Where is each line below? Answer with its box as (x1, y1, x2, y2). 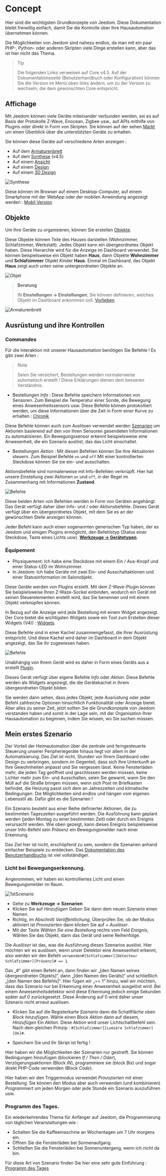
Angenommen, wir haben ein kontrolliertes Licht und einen (5, 876, 125, 882)
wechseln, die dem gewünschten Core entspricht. (17, 85, 119, 91)
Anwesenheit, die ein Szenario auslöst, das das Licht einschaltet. (5, 439, 138, 445)
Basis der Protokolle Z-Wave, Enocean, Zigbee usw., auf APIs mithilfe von (5, 118, 155, 124)
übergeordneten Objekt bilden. (5, 685, 68, 690)
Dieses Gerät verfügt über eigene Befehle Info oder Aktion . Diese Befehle (5, 674, 155, 680)
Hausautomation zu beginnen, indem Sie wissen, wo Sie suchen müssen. (5, 715, 155, 721)
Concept (5, 3, 42, 14)
